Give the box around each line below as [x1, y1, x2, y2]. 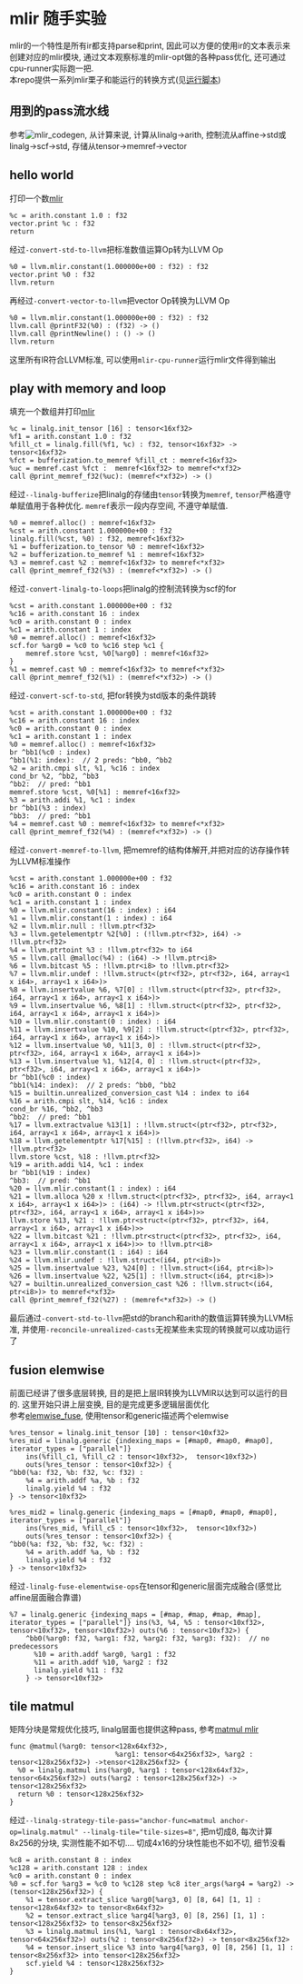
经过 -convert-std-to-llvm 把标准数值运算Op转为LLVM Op [9, 244, 224, 254]
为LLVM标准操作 [9, 856, 71, 867]
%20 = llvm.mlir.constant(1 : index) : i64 [9, 1184, 177, 1193]
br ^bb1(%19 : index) [9, 1169, 92, 1178]
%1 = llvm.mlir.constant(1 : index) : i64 [9, 914, 172, 923]
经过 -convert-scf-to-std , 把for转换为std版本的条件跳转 [9, 690, 217, 701]
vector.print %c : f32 [9, 219, 95, 228]
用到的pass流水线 [9, 104, 110, 119]
